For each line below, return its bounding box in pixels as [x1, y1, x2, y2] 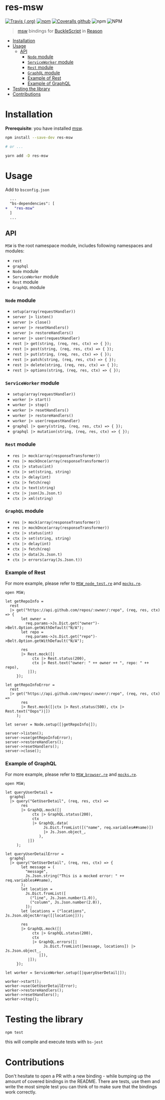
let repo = [21, 630, 44, 635]
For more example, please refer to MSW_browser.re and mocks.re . [5, 771, 137, 778]
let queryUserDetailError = [5, 852, 64, 857]
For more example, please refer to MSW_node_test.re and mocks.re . [5, 580, 142, 587]
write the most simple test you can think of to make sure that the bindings [5, 1084, 157, 1090]
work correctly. [5, 1089, 37, 1095]
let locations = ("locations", [21, 909, 86, 914]
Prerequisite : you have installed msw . [5, 125, 83, 131]
